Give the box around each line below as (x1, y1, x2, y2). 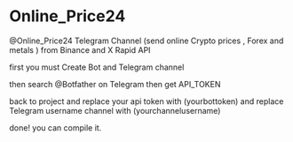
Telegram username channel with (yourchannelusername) (9, 105, 221, 116)
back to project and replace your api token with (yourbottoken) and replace (9, 95, 284, 107)
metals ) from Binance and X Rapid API (9, 44, 151, 55)
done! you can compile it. (9, 122, 102, 133)
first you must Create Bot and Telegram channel (9, 62, 185, 72)
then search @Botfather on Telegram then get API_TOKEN (9, 78, 221, 89)
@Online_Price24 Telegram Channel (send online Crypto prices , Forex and (9, 35, 284, 46)
